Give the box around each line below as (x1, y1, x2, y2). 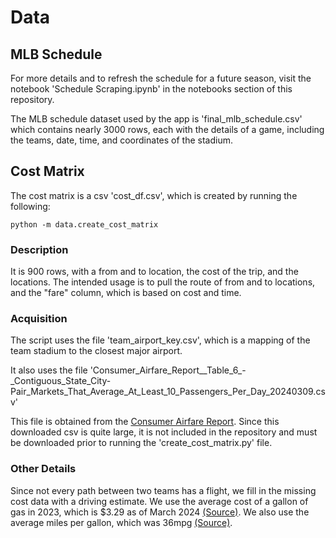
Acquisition (10, 312, 68, 326)
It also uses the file (10, 364, 88, 376)
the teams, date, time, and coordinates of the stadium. (10, 134, 233, 146)
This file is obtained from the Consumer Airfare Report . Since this (10, 416, 280, 428)
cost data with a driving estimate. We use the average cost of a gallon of (10, 495, 309, 507)
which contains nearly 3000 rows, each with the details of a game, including (10, 124, 325, 135)
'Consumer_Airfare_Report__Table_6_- (89, 364, 247, 376)
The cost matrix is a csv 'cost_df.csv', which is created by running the (10, 189, 298, 201)
